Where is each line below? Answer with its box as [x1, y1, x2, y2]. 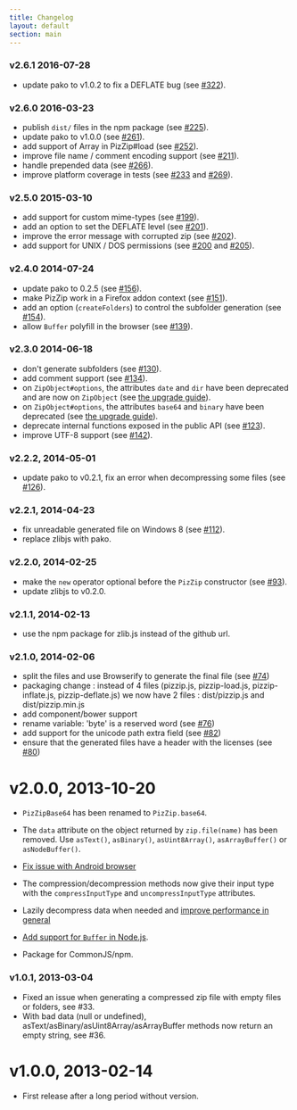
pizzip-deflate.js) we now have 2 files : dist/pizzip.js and [57, 690, 265, 700]
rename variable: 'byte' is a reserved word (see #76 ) [21, 718, 216, 729]
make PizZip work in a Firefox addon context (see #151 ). [21, 292, 228, 303]
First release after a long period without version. [21, 1090, 199, 1101]
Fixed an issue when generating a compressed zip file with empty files [21, 991, 282, 1002]
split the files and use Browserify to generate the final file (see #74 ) [21, 671, 270, 682]
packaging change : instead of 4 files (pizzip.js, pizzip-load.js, [21, 680, 252, 692]
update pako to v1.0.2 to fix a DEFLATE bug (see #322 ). [21, 79, 227, 90]
